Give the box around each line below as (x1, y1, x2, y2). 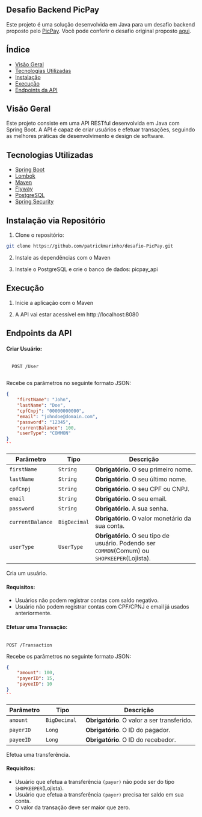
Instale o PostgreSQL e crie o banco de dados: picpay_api (14, 265, 158, 273)
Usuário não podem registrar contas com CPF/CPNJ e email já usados (14, 603, 189, 610)
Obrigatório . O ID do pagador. (85, 725, 171, 734)
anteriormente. (14, 610, 52, 617)
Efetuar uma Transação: (6, 623, 68, 630)
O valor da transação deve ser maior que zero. (14, 804, 130, 811)
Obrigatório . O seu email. (95, 495, 167, 503)
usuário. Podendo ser (95, 539, 156, 548)
